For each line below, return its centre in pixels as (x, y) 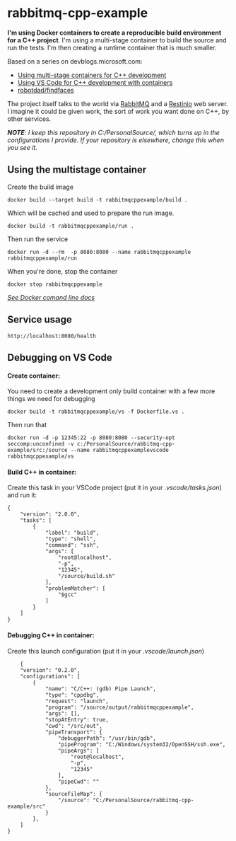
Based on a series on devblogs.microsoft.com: (75, 61)
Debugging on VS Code (60, 358)
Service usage (40, 320)
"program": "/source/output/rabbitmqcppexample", (119, 707)
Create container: (34, 376)
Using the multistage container (77, 170)
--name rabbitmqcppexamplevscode (120, 451)
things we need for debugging (51, 399)
